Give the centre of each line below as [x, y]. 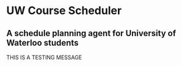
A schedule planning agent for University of [91, 33]
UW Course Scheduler [64, 11]
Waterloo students [42, 42]
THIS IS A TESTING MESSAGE [44, 57]
